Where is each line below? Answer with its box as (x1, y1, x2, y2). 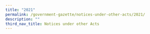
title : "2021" (5, 7, 36, 12)
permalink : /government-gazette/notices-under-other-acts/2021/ (5, 12, 145, 17)
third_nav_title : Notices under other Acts (5, 21, 100, 26)
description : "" (5, 16, 40, 21)
